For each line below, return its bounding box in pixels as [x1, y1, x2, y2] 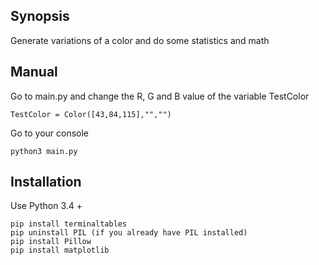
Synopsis [10, 8, 70, 25]
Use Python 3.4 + [10, 200, 83, 212]
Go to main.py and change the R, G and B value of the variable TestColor [10, 90, 310, 102]
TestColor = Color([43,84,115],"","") [10, 109, 172, 119]
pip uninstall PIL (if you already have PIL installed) [10, 228, 248, 238]
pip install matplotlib [10, 245, 110, 256]
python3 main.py [10, 146, 78, 156]
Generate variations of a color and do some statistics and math [10, 34, 270, 46]
